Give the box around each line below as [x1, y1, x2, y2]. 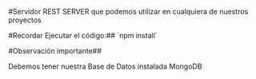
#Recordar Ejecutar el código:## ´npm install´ [8, 31, 158, 40]
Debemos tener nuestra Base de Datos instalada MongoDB [8, 61, 202, 71]
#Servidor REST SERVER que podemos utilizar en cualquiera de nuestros [8, 7, 249, 16]
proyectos [8, 15, 42, 25]
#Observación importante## [8, 46, 102, 55]
